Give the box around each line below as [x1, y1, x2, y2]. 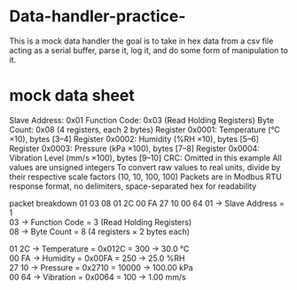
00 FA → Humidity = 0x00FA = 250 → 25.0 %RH [9, 253, 185, 263]
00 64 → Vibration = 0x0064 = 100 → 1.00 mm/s [9, 271, 186, 282]
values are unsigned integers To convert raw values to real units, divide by [9, 161, 281, 172]
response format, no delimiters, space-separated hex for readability [9, 180, 257, 192]
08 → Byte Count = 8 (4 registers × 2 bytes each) [9, 226, 191, 237]
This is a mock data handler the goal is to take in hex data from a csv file [9, 35, 274, 46]
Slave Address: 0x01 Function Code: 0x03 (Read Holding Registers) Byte [9, 114, 275, 125]
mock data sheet [9, 86, 135, 106]
